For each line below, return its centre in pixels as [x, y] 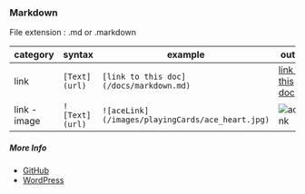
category [34, 54]
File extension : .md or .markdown [73, 33]
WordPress [43, 180]
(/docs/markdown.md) [146, 86]
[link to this [133, 77]
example [186, 54]
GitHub [36, 170]
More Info [28, 148]
